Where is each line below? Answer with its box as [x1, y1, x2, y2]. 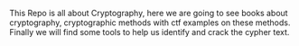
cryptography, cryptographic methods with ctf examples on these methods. [9, 17, 291, 28]
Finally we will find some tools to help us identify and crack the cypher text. [9, 27, 290, 37]
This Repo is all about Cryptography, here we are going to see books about [9, 8, 288, 18]
